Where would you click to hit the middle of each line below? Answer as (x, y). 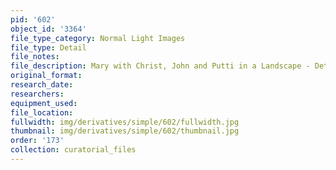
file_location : (42, 112)
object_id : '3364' (48, 29)
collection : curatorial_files (73, 150)
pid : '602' (33, 19)
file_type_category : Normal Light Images (98, 38)
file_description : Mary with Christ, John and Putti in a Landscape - (160, 66)
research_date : (42, 85)
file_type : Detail (48, 47)
